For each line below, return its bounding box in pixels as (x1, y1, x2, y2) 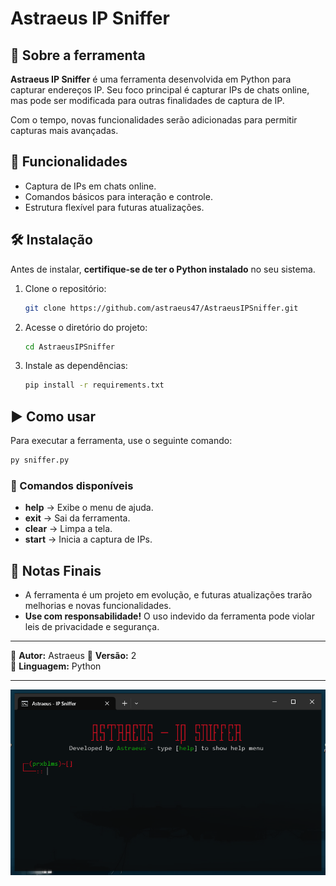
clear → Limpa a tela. (24, 523, 113, 535)
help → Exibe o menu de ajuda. (24, 502, 154, 514)
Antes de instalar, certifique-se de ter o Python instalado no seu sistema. (10, 263, 316, 275)
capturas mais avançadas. (10, 125, 119, 136)
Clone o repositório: (24, 282, 107, 294)
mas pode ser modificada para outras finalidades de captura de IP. (10, 95, 285, 106)
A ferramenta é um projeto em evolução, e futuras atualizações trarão (24, 589, 313, 601)
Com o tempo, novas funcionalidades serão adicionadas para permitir (10, 114, 298, 126)
